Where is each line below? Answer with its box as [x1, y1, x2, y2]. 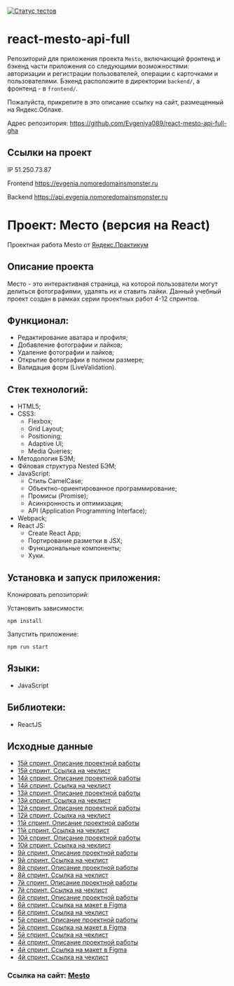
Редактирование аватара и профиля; [17, 334, 128, 342]
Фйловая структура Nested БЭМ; [17, 462, 117, 471]
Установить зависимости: [7, 604, 84, 612]
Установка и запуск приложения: [7, 572, 161, 584]
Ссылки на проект [7, 147, 92, 159]
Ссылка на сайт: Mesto [7, 971, 90, 980]
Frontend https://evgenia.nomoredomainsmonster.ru [7, 179, 158, 188]
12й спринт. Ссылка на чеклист [17, 811, 111, 820]
